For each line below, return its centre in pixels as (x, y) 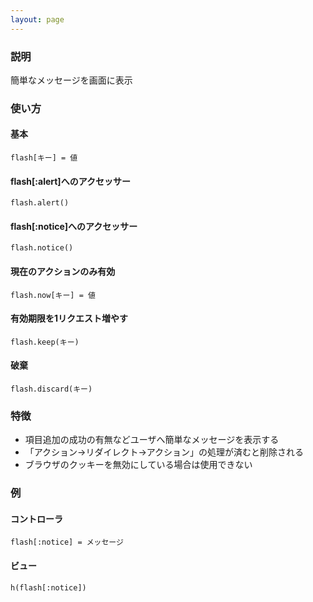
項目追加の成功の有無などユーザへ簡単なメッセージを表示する (152, 440)
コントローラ (36, 518)
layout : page (37, 19)
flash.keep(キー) (45, 342)
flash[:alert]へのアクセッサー (70, 181)
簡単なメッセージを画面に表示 (71, 80)
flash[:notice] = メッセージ (67, 542)
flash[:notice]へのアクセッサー (74, 226)
